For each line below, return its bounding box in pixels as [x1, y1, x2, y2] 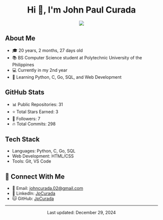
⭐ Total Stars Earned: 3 [12, 109, 59, 115]
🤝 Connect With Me [5, 172, 65, 181]
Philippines [12, 62, 34, 68]
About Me [5, 34, 35, 43]
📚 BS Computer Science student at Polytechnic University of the [12, 54, 142, 60]
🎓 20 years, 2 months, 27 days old [12, 47, 83, 53]
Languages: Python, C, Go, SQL [12, 148, 76, 154]
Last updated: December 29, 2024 [47, 210, 116, 216]
